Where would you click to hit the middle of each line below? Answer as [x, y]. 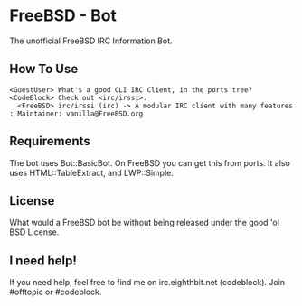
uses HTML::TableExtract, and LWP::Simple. [91, 172]
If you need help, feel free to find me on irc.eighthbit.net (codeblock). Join [147, 283]
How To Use [44, 69]
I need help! [43, 260]
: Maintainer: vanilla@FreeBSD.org [76, 114]
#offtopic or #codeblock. [56, 292]
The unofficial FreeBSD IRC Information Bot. [91, 41]
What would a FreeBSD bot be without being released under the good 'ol [145, 223]
